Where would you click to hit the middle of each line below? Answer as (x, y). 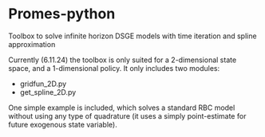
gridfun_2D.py (43, 84)
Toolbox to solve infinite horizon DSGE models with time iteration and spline (132, 36)
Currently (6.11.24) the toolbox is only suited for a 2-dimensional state (123, 60)
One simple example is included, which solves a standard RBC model (122, 108)
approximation (32, 44)
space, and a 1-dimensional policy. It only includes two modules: (114, 68)
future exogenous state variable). (63, 124)
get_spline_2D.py (48, 92)
